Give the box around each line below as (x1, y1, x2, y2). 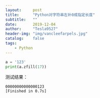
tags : (5, 41, 17, 46)
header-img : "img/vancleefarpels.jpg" (5, 31, 88, 36)
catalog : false (5, 36, 44, 41)
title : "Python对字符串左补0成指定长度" (5, 12, 95, 17)
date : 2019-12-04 (5, 21, 56, 27)
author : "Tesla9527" (5, 27, 58, 32)
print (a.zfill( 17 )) (5, 64, 47, 69)
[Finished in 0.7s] (5, 89, 47, 94)
